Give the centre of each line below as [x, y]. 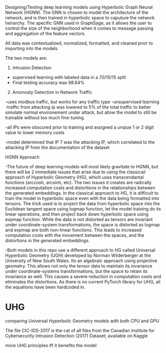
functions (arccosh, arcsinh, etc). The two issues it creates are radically [78, 182]
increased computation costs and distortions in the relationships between [80, 188]
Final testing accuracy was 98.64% [48, 82]
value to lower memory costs [35, 133]
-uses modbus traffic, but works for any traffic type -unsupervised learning [82, 102]
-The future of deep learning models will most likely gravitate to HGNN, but [82, 167]
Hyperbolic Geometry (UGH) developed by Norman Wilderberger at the [78, 255]
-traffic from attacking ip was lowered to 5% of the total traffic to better [78, 107]
